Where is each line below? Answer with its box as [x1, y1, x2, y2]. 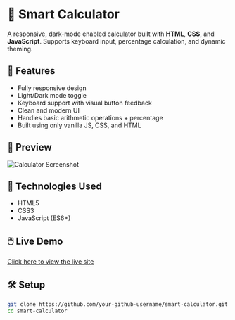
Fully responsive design [17, 84, 87, 92]
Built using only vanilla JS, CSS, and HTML [17, 121, 142, 129]
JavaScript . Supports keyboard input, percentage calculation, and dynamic [7, 37, 227, 45]
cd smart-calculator [7, 307, 68, 314]
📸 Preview [7, 141, 52, 153]
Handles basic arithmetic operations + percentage [17, 113, 163, 122]
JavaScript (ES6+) [17, 214, 71, 222]
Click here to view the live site [7, 257, 94, 266]
